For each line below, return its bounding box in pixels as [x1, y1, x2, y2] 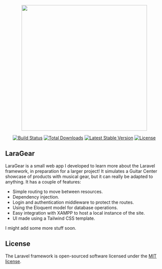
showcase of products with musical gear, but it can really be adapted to [5, 173, 153, 180]
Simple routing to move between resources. [12, 189, 103, 195]
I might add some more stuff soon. [5, 225, 77, 231]
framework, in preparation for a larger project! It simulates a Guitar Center [5, 168, 157, 174]
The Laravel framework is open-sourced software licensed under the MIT [5, 253, 157, 259]
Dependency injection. [12, 194, 59, 200]
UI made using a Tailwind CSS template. [12, 215, 95, 221]
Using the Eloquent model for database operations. [12, 204, 118, 211]
